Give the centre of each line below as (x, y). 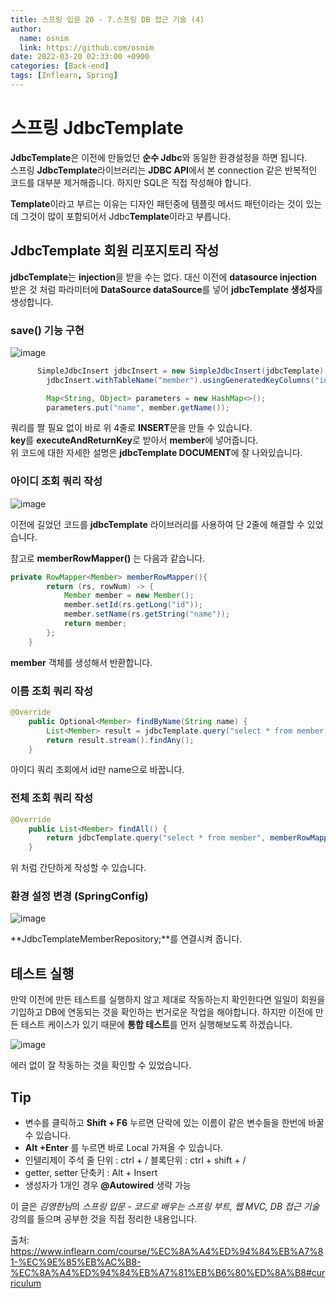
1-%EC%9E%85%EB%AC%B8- (76, 1262)
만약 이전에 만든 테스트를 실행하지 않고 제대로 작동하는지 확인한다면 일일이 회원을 (168, 1000)
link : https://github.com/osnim (87, 47)
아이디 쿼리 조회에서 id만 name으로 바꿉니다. (97, 770)
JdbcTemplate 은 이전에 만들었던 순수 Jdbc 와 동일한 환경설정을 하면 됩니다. (159, 157)
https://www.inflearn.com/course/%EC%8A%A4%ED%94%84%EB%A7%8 (167, 1252)
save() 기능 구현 (47, 330)
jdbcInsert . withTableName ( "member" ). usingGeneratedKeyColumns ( (180, 380)
